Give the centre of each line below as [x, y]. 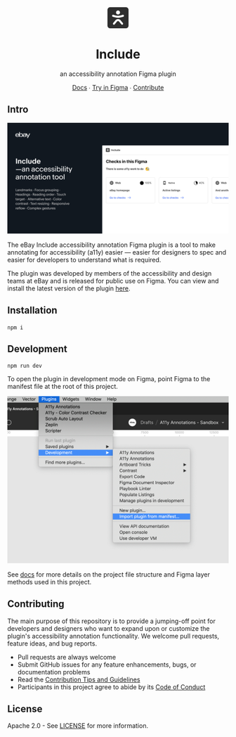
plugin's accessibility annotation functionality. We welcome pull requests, [113, 636]
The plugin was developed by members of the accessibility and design [110, 273]
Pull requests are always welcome [67, 657]
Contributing [36, 604]
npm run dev [25, 366]
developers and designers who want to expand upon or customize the [109, 628]
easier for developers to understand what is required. [84, 259]
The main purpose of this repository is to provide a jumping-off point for [111, 621]
